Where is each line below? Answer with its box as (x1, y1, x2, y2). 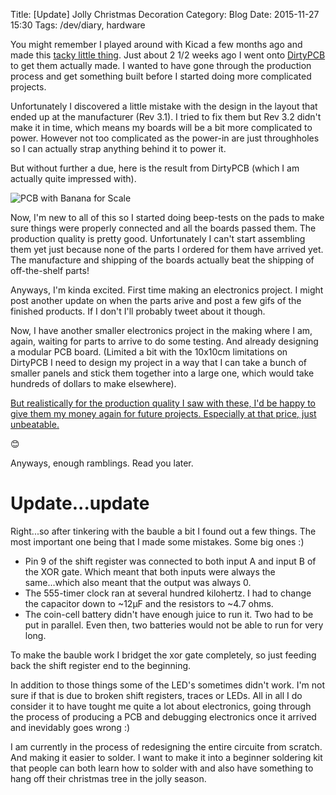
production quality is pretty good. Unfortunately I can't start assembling (10, 233, 306, 244)
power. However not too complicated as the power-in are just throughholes (10, 132, 320, 144)
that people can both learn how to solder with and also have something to (10, 762, 314, 774)
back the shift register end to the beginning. (10, 659, 192, 671)
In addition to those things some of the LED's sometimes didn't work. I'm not (10, 679, 326, 691)
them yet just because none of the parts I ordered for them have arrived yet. (10, 244, 324, 255)
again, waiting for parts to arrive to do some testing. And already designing (10, 335, 319, 347)
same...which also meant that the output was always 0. (24, 576, 252, 588)
